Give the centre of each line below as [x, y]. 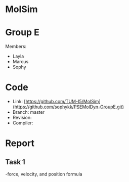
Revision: [22, 118]
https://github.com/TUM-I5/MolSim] [63, 102]
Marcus [20, 62]
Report [20, 143]
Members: [16, 47]
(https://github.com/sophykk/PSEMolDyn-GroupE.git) [68, 107]
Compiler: [23, 123]
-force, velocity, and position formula [44, 174]
